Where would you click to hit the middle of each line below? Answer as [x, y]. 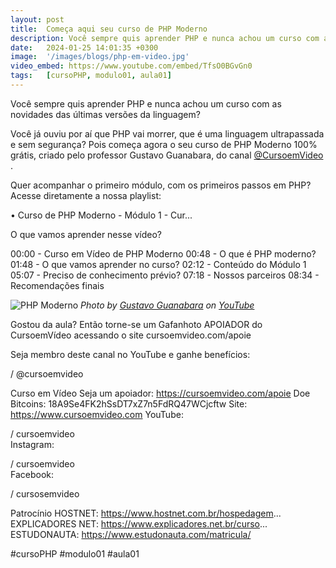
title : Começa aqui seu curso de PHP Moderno [109, 29]
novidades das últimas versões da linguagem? [105, 114]
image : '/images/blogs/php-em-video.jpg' [100, 57]
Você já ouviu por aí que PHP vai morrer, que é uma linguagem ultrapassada [167, 133]
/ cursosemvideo [45, 493]
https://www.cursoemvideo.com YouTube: [97, 414]
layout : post [37, 19]
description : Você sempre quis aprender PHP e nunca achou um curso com [165, 38]
